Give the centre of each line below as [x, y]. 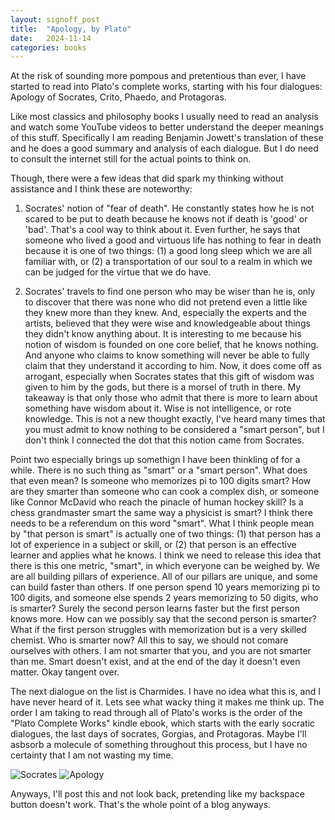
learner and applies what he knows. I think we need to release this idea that [166, 555]
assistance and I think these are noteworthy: [101, 189]
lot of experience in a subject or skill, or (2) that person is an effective [153, 545]
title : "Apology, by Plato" [71, 29]
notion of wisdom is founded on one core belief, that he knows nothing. [171, 345]
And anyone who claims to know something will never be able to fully [167, 355]
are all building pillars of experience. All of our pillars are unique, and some [164, 577]
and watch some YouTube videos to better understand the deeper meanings [167, 127]
